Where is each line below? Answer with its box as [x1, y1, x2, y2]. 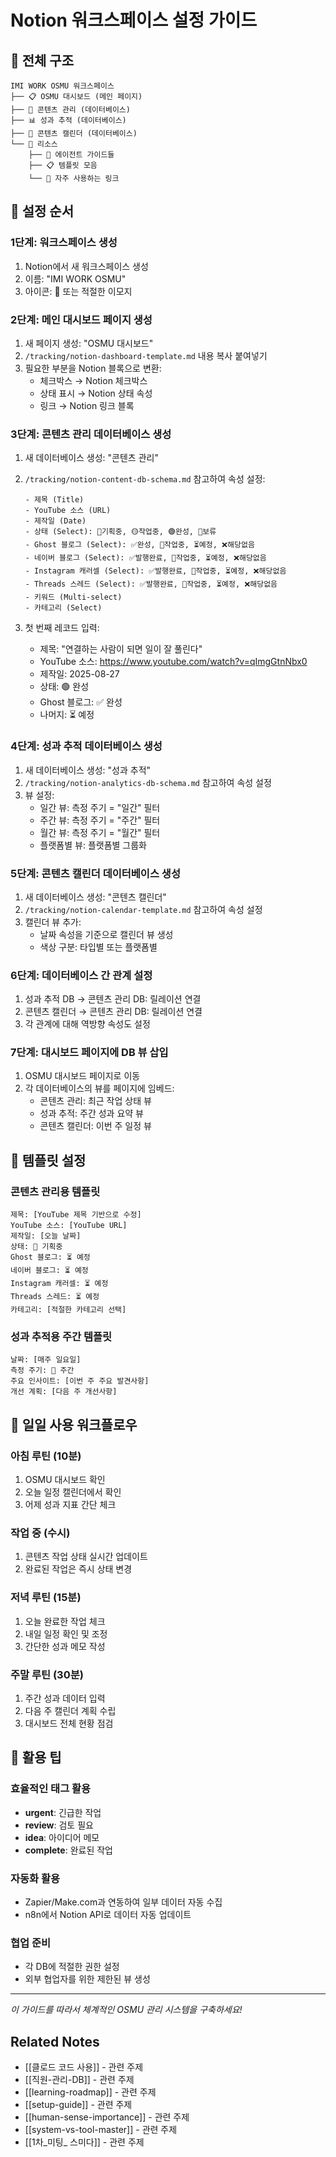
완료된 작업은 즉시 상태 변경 [24, 1563, 133, 1575]
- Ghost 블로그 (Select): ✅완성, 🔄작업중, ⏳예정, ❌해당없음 [24, 540, 255, 550]
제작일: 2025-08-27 [39, 668, 120, 680]
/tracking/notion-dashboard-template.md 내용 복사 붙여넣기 [24, 349, 268, 361]
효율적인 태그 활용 [10, 1782, 92, 1796]
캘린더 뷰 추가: [24, 916, 82, 928]
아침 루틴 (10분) [10, 1449, 82, 1463]
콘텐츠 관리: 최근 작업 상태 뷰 [39, 1095, 152, 1107]
